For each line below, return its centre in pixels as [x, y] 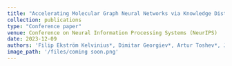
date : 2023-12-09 [32, 39]
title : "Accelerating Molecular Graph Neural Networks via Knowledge [109, 13]
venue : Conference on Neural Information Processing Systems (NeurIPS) [112, 33]
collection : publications [44, 20]
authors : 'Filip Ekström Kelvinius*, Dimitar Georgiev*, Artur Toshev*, [114, 45]
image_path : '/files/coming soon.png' [63, 52]
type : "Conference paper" [44, 26]
